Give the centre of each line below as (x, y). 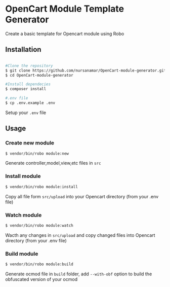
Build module (22, 254)
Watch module (24, 215)
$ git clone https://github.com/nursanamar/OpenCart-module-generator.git (86, 70)
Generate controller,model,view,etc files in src (53, 163)
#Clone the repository (29, 66)
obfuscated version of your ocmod (41, 279)
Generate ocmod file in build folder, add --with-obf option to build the (79, 274)
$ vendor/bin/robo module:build (39, 264)
